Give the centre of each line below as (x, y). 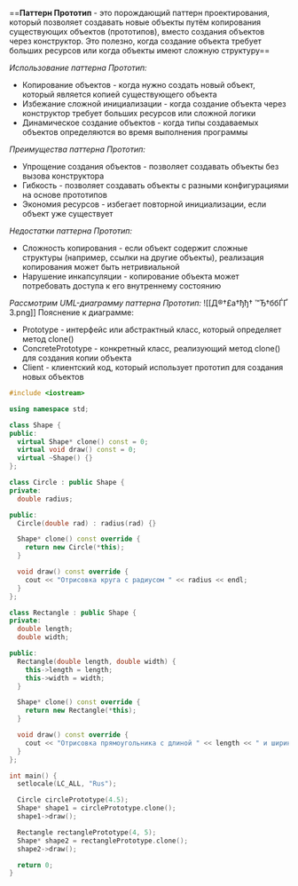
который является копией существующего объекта (119, 94)
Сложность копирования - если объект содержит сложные (135, 248)
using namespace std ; (49, 409)
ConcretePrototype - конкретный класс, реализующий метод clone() (151, 348)
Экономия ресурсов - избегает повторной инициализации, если (144, 204)
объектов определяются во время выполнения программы (135, 132)
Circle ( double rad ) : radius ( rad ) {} (87, 523)
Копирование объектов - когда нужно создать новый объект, (138, 85)
